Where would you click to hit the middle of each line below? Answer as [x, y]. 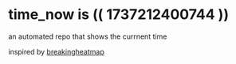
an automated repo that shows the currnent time [88, 36]
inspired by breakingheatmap [57, 51]
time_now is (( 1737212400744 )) [119, 15]
